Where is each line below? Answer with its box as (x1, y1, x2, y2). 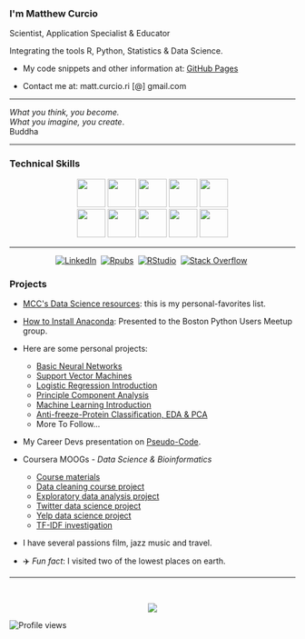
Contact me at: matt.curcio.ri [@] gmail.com (22, 81, 187, 92)
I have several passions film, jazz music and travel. (22, 537, 212, 548)
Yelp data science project (35, 510, 132, 521)
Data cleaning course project (35, 481, 145, 492)
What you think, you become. (9, 107, 120, 118)
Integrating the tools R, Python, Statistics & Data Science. (9, 45, 224, 56)
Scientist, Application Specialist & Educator (9, 28, 171, 39)
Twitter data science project (35, 500, 142, 511)
